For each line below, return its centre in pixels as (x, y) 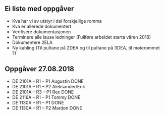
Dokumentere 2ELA (32, 42)
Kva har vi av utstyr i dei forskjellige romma (57, 21)
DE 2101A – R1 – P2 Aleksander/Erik (48, 86)
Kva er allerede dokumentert (42, 26)
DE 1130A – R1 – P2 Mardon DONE (47, 108)
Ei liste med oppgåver (39, 9)
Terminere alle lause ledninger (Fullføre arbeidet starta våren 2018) (81, 37)
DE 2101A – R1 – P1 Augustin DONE (48, 81)
